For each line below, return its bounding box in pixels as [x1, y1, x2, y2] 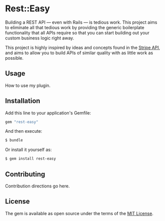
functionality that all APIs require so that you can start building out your [5, 30, 150, 36]
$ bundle [5, 138, 23, 143]
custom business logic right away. [5, 35, 74, 41]
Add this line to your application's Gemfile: [5, 110, 91, 116]
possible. [5, 55, 24, 61]
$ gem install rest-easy [5, 156, 56, 161]
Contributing [5, 170, 45, 178]
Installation [5, 97, 40, 105]
